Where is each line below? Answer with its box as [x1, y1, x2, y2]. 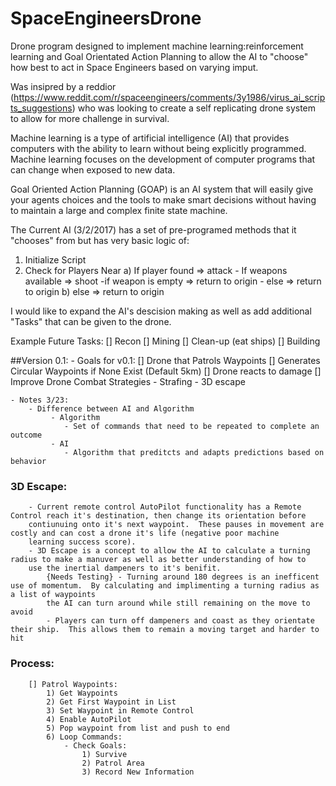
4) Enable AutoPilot [46, 714, 132, 724]
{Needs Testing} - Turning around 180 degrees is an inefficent [46, 572, 320, 582]
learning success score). [28, 537, 137, 547]
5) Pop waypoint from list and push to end [46, 723, 230, 733]
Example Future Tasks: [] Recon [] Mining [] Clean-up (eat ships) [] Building [10, 335, 321, 347]
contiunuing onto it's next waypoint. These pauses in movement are [28, 520, 325, 530]
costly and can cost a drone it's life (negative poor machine [10, 528, 280, 539]
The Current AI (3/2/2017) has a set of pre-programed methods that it [10, 223, 297, 236]
